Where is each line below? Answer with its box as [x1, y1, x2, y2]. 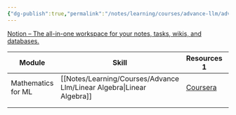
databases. [7, 36, 40, 45]
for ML [11, 86, 33, 96]
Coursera [185, 82, 217, 92]
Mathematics [11, 78, 54, 88]
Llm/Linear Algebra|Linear [60, 82, 147, 92]
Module [19, 57, 46, 67]
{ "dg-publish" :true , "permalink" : [7, 10, 105, 17]
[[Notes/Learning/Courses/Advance [60, 74, 180, 84]
